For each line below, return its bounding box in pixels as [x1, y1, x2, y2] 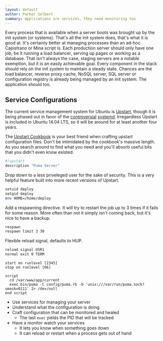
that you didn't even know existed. [5, 149, 74, 155]
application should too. [5, 82, 51, 87]
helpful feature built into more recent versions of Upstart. [5, 177, 120, 183]
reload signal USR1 [5, 247, 45, 252]
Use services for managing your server [12, 299, 91, 305]
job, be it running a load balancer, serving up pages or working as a [5, 50, 141, 56]
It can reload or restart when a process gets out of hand [19, 330, 132, 336]
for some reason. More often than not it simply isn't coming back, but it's [5, 210, 151, 215]
